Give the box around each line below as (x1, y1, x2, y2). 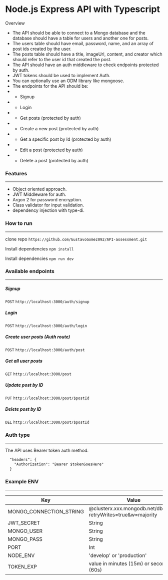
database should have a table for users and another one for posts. (12, 35, 149, 41)
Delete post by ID (5, 406, 41, 412)
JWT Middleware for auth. (12, 191, 66, 197)
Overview (5, 20, 25, 26)
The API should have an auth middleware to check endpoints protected (12, 62, 159, 68)
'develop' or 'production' (88, 552, 147, 559)
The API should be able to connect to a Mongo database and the (12, 30, 146, 36)
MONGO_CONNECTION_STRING (7, 508, 84, 515)
